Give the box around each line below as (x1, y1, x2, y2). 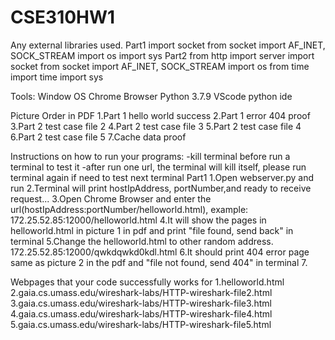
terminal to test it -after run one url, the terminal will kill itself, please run (10, 161, 307, 173)
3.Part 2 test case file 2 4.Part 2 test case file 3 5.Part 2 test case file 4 (10, 120, 302, 132)
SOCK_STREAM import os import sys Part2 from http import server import (10, 49, 315, 61)
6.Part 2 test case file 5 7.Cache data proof (10, 131, 187, 143)
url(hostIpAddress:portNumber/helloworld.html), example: (10, 203, 249, 215)
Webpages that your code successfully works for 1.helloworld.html (10, 276, 285, 288)
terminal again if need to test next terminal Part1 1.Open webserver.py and (10, 171, 315, 183)
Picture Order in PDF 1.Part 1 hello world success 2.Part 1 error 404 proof (10, 109, 311, 121)
